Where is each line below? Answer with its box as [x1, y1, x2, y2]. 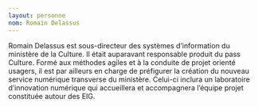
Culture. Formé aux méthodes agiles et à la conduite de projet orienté [8, 57, 236, 67]
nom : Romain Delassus [8, 19, 80, 27]
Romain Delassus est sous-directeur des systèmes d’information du [8, 40, 231, 50]
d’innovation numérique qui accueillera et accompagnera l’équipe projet [8, 82, 244, 92]
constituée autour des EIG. [8, 91, 96, 101]
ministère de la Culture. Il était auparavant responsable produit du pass [8, 49, 241, 59]
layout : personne [8, 11, 66, 20]
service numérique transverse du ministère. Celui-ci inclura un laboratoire [8, 75, 251, 84]
